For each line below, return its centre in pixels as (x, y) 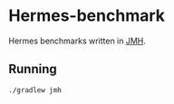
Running (33, 69)
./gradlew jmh (35, 90)
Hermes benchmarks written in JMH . (77, 41)
